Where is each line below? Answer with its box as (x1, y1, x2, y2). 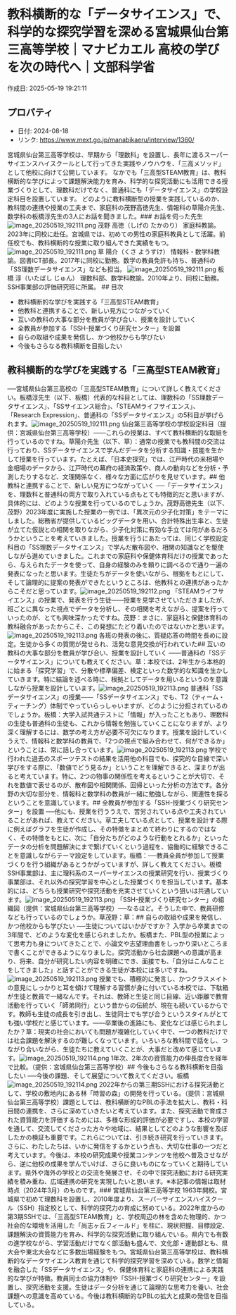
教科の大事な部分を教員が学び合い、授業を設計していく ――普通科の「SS (7, 648, 220, 657)
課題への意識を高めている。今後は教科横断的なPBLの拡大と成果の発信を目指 (7, 1291, 228, 1300)
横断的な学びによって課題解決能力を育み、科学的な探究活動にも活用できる (7, 177, 223, 185)
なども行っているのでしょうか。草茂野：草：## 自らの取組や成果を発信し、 (7, 913, 226, 921)
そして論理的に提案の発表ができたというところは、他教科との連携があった (7, 578, 223, 586)
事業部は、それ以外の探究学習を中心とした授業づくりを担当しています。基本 (7, 877, 228, 886)
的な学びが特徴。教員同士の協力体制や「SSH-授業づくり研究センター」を (7, 1273, 220, 1283)
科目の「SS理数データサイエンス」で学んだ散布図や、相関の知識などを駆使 (7, 543, 225, 551)
